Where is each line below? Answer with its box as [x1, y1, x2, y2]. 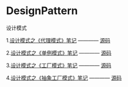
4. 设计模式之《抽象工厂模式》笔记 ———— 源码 [6, 74, 122, 81]
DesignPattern [6, 4, 78, 18]
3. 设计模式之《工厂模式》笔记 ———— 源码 [6, 62, 112, 69]
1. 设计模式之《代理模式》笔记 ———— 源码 [6, 36, 110, 43]
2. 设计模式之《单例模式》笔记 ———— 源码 [6, 49, 112, 56]
